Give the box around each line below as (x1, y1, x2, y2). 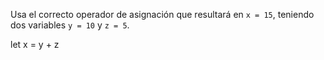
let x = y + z (10, 39, 60, 50)
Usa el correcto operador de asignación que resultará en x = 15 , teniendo (10, 9, 315, 20)
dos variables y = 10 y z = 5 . (10, 19, 130, 31)
